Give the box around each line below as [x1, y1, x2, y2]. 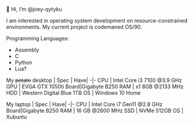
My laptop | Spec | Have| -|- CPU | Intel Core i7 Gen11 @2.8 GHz [6, 101, 163, 108]
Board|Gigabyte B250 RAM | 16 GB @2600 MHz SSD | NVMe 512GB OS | [6, 107, 184, 114]
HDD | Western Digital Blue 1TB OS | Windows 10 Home [6, 89, 141, 96]
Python [14, 59, 33, 66]
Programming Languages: [6, 35, 69, 41]
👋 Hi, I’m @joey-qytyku [6, 6, 62, 12]
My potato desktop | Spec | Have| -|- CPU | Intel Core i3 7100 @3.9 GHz [6, 77, 182, 84]
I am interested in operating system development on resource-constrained [6, 17, 188, 24]
